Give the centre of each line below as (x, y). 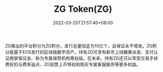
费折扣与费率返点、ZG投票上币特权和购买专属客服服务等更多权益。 (73, 64)
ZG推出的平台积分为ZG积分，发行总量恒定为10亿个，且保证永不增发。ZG (79, 46)
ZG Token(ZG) (83, 9)
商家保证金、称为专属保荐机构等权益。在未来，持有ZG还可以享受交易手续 (83, 58)
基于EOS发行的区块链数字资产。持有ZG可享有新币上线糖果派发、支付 (84, 52)
